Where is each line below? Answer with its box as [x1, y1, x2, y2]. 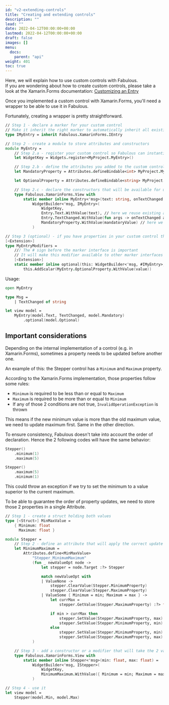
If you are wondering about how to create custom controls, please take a [5, 83, 156, 89]
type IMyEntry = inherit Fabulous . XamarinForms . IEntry [5, 132, 123, 137]
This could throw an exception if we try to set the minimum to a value [5, 483, 148, 489]
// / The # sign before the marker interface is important [14, 248, 138, 253]
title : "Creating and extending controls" [5, 12, 96, 17]
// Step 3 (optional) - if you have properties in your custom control [5, 234, 158, 239]
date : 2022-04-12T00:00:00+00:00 [5, 26, 75, 31]
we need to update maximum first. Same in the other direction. [5, 421, 135, 427]
